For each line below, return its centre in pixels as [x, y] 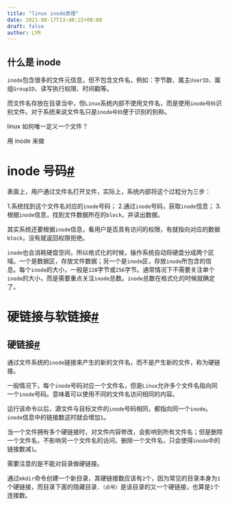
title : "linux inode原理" [43, 13]
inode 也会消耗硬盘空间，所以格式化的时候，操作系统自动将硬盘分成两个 [108, 252]
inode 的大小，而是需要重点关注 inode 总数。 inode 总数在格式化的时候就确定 [111, 278]
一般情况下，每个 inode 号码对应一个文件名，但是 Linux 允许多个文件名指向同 [112, 386]
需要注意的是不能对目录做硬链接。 [55, 463]
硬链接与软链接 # [53, 317]
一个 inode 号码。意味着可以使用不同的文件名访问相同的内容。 [93, 394]
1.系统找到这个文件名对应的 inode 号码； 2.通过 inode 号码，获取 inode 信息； [111, 206]
